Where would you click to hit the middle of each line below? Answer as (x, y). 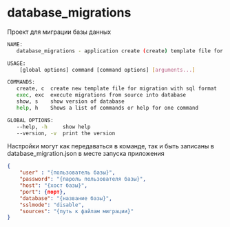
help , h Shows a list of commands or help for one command (107, 108)
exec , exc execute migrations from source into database (101, 95)
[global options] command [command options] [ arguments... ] (107, 70)
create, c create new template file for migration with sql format (116, 89)
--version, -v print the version (66, 133)
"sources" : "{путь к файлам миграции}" (77, 211)
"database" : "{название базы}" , (66, 198)
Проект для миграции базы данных (59, 32)
